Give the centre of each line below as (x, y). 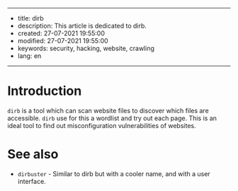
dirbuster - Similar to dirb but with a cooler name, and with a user (114, 173)
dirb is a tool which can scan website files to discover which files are (108, 110)
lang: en (29, 56)
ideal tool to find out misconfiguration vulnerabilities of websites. (102, 125)
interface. (32, 181)
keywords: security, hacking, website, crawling (86, 48)
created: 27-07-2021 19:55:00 (61, 33)
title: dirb (30, 18)
